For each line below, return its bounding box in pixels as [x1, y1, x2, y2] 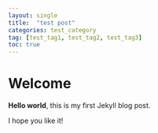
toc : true [8, 41, 41, 49]
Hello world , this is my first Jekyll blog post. [8, 101, 151, 110]
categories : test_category [8, 26, 97, 34]
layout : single [8, 11, 58, 20]
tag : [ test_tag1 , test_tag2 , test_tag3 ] [8, 33, 143, 42]
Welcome [8, 75, 72, 93]
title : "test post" [8, 19, 76, 27]
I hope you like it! [8, 116, 64, 126]
